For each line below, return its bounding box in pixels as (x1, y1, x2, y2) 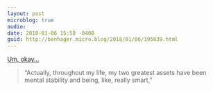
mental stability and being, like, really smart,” (24, 76, 153, 84)
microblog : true (7, 17, 54, 24)
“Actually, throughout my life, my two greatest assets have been (24, 69, 207, 77)
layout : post (7, 10, 45, 17)
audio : (7, 23, 26, 30)
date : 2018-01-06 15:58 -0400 (7, 29, 95, 37)
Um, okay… (7, 55, 40, 63)
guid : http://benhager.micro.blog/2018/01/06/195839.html (7, 36, 178, 43)
